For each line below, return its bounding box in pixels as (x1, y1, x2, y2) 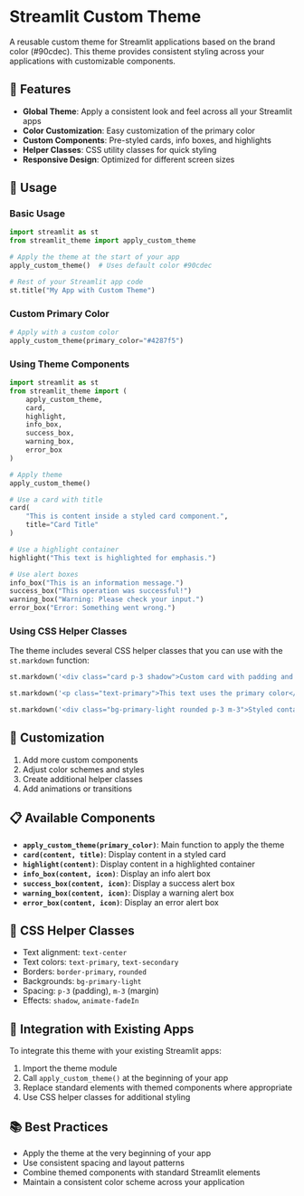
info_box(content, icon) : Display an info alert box (22, 867, 211, 879)
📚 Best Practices (9, 1119, 109, 1134)
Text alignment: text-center (22, 947, 128, 958)
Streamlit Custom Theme (9, 6, 202, 27)
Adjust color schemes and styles (22, 763, 145, 775)
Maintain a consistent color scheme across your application (22, 1177, 245, 1188)
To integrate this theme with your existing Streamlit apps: (9, 1046, 222, 1057)
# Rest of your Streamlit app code (9, 277, 144, 286)
